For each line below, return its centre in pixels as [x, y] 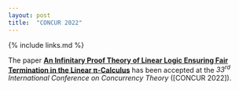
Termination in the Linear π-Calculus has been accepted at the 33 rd [119, 69]
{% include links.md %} [46, 45]
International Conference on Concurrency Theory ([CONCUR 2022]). [120, 78]
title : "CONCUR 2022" [45, 23]
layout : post [29, 15]
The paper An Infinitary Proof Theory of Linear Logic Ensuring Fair [118, 60]
